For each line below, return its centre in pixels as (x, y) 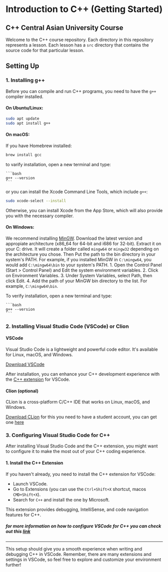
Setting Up (22, 66)
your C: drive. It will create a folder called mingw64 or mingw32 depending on (82, 249)
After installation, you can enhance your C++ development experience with (83, 374)
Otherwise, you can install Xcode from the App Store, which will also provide (84, 210)
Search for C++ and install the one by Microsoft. (61, 499)
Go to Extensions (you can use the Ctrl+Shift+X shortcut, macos (80, 489)
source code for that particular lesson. (45, 50)
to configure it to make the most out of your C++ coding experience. (76, 451)
